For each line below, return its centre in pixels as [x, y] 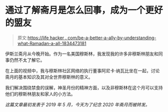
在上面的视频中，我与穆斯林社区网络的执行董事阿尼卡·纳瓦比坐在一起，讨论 [82, 70]
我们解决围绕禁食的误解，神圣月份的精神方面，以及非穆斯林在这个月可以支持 [84, 87]
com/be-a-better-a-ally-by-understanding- [112, 38]
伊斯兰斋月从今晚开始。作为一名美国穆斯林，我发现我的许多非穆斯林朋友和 [82, 54]
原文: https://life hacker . [42, 38]
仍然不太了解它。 [27, 60]
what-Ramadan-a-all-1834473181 [52, 43]
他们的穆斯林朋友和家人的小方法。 [40, 94]
